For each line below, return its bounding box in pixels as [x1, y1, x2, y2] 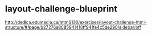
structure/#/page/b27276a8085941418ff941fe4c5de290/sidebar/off [5, 24, 141, 30]
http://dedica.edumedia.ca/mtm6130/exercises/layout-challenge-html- [5, 19, 147, 25]
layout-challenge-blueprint [5, 3, 117, 14]
